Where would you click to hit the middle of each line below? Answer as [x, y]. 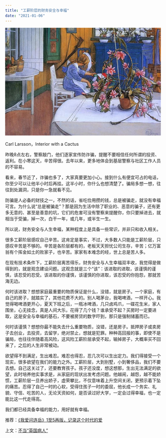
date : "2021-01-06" [25, 16]
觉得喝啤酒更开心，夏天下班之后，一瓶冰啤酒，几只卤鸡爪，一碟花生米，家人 [83, 304]
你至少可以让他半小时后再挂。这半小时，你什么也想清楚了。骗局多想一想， [81, 183]
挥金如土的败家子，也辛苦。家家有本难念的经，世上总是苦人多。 [83, 252]
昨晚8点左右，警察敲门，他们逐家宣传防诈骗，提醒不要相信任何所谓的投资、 [82, 154]
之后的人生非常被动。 [40, 345]
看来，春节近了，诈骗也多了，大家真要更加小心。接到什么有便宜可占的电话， [83, 177]
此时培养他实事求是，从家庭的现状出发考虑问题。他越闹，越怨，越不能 [85, 374]
